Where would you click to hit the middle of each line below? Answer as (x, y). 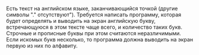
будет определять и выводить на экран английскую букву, (81, 21)
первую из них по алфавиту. (42, 46)
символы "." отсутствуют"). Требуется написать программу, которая (94, 15)
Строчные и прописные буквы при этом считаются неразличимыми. (94, 33)
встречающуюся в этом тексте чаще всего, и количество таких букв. (94, 27)
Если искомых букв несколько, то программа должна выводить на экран (100, 39)
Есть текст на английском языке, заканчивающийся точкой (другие (92, 8)
